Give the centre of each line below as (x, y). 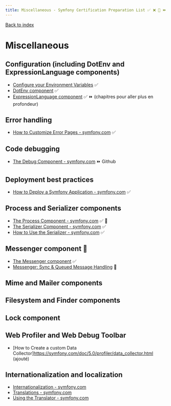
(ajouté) (21, 359)
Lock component (33, 318)
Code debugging (33, 149)
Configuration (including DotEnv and (65, 64)
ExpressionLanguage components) (62, 72)
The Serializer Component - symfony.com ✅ (59, 226)
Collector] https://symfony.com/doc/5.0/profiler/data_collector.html (83, 353)
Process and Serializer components (63, 208)
